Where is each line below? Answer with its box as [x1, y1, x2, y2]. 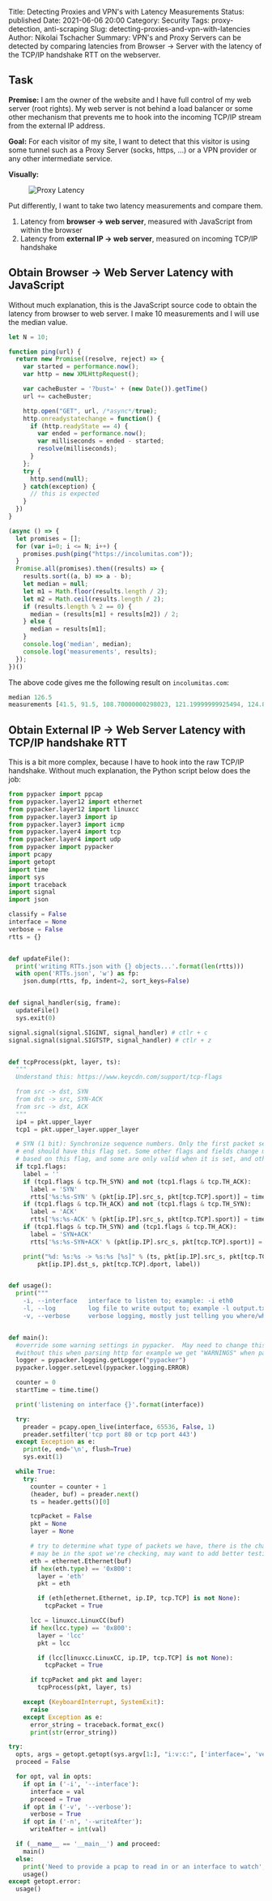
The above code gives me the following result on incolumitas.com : [8, 677, 229, 687]
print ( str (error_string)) [29, 1728, 117, 1736]
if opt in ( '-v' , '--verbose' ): [23, 1803, 132, 1811]
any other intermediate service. [8, 153, 113, 163]
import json [8, 896, 49, 904]
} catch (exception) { [23, 482, 96, 490]
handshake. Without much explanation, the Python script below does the [8, 766, 251, 776]
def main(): [8, 1334, 49, 1342]
